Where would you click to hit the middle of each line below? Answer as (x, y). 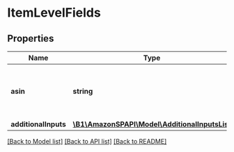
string (83, 91)
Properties (31, 39)
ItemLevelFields (54, 13)
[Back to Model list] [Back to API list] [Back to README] (87, 141)
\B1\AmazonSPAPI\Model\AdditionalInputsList (152, 124)
